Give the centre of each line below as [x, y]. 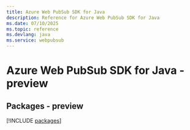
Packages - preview [45, 106]
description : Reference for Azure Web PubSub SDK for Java [83, 18]
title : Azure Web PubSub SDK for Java [56, 12]
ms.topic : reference [33, 29]
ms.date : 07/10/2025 [33, 23]
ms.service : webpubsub [35, 40]
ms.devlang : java [28, 35]
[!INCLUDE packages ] [34, 121]
